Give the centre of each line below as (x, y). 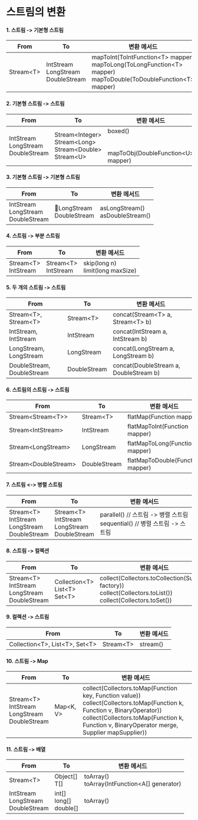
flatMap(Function (151, 417)
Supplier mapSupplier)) (115, 733)
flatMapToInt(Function (158, 427)
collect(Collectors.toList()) (136, 593)
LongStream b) (133, 356)
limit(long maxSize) (110, 271)
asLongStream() (123, 208)
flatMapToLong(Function (161, 444)
